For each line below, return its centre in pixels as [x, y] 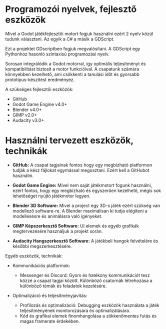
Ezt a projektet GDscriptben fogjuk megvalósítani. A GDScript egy [73, 48]
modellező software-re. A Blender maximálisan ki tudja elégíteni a [80, 210]
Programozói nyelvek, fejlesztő [71, 9]
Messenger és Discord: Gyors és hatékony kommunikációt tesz [85, 275]
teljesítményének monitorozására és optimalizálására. [75, 310]
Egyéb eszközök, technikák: [34, 255]
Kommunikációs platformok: [41, 265]
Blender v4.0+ [27, 109]
